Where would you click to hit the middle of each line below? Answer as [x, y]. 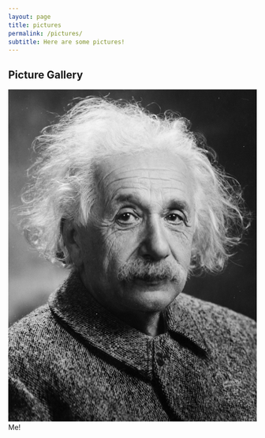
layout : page [30, 17]
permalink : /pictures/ [45, 33]
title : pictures [35, 25]
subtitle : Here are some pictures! [67, 42]
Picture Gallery [46, 75]
